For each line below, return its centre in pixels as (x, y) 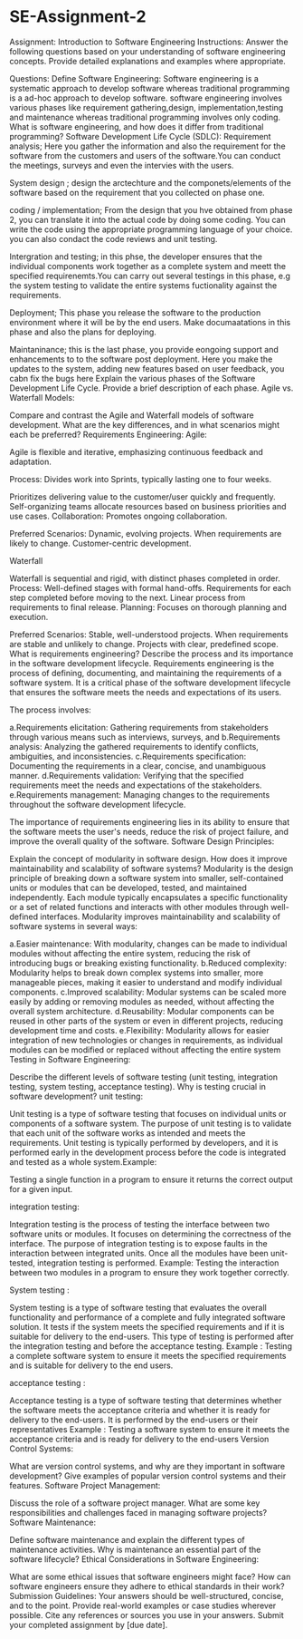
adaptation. (31, 461)
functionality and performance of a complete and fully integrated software (147, 1317)
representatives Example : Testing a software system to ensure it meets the (150, 1429)
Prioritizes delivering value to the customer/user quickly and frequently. (142, 497)
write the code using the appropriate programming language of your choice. (151, 229)
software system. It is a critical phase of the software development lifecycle (150, 683)
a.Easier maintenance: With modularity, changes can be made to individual (148, 944)
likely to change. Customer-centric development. (100, 543)
